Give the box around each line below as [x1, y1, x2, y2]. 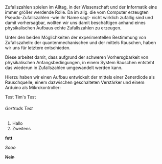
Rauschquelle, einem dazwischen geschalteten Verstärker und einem [5, 79, 145, 85]
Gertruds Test [5, 105, 33, 111]
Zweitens [12, 126, 31, 132]
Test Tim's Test [5, 94, 36, 100]
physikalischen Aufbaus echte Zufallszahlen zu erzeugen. [5, 25, 122, 31]
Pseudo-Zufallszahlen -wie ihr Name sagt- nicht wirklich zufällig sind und [5, 15, 153, 20]
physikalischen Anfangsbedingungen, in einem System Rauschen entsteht [5, 60, 155, 65]
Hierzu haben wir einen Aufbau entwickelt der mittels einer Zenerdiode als [5, 74, 155, 80]
